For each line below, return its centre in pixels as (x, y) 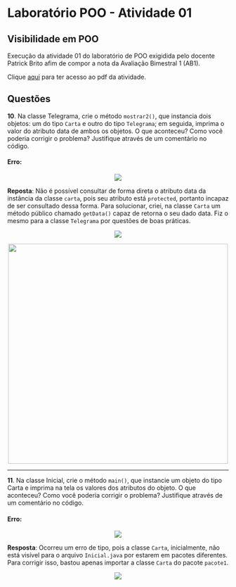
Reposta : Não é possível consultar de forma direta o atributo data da (107, 191)
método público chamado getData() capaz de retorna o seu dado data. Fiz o (118, 213)
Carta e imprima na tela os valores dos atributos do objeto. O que (102, 488)
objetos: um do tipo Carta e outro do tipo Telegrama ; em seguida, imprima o (116, 123)
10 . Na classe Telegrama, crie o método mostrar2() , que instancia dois (110, 116)
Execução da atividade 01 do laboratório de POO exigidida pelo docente (111, 56)
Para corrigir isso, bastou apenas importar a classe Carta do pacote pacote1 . (118, 563)
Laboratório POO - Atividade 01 (100, 13)
